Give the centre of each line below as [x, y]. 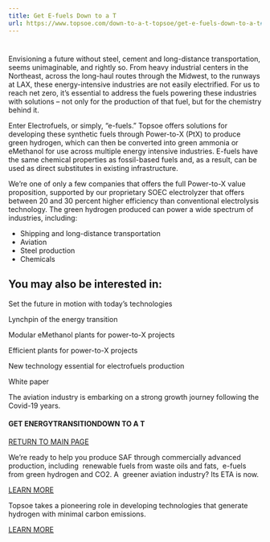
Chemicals [37, 259]
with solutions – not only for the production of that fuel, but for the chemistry [135, 101]
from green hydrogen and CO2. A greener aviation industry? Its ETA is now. [134, 474]
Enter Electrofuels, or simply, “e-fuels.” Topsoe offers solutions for [118, 125]
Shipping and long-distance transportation [90, 233]
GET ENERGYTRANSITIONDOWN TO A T [77, 424]
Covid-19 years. [35, 405]
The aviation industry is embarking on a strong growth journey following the [134, 397]
